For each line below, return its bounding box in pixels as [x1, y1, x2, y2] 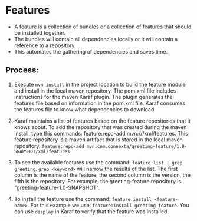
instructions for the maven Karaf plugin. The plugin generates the [14, 93, 173, 100]
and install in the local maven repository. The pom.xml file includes [14, 87, 176, 94]
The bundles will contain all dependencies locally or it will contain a [14, 35, 178, 42]
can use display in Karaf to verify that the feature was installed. [14, 207, 169, 215]
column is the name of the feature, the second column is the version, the [14, 171, 191, 179]
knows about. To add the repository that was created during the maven [14, 123, 187, 130]
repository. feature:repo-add [14, 142, 84, 149]
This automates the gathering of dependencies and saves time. [14, 48, 168, 55]
